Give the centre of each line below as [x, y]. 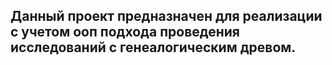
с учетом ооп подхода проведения [125, 32]
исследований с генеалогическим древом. [153, 47]
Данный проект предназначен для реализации [166, 16]
